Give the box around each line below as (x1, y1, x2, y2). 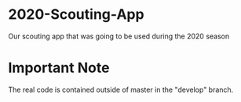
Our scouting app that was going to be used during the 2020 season (8, 31, 230, 41)
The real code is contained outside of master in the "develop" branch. (8, 85, 234, 94)
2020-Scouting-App (8, 5, 144, 24)
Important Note (8, 59, 110, 77)
